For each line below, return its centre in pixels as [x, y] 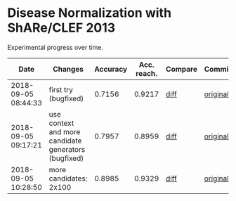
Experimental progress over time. [55, 47]
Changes [68, 69]
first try [61, 89]
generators [67, 149]
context [61, 123]
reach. [147, 73]
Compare [182, 69]
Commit [218, 69]
